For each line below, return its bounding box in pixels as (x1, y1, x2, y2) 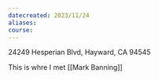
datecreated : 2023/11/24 (8, 11, 90, 20)
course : (8, 26, 34, 34)
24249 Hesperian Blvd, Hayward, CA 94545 (8, 48, 151, 57)
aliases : (8, 19, 37, 27)
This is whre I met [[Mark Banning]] (8, 63, 124, 72)
